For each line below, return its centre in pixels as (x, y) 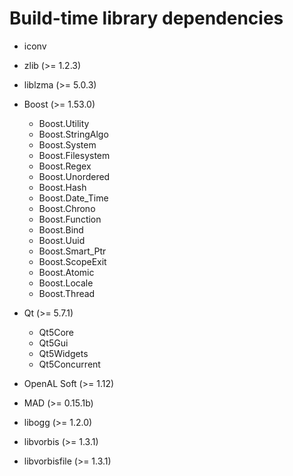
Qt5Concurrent (69, 364)
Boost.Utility (64, 123)
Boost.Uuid (62, 240)
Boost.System (67, 144)
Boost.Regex (65, 166)
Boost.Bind (61, 229)
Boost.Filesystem (74, 155)
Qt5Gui (53, 343)
